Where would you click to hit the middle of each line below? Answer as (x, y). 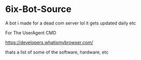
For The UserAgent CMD (31, 32)
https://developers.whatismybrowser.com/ (49, 42)
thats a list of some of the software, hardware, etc (57, 52)
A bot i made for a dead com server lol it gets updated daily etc (70, 23)
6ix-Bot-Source (38, 9)
